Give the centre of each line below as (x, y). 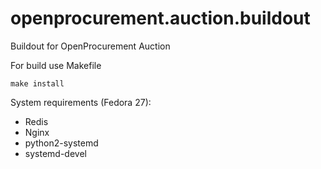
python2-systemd (61, 143)
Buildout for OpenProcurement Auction (90, 46)
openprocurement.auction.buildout (160, 18)
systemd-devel (55, 153)
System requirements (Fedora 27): (81, 102)
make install (37, 83)
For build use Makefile (56, 65)
